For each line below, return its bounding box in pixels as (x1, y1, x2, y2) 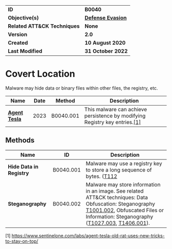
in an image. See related (85, 187, 144, 194)
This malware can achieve (84, 106, 147, 113)
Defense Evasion (84, 14, 127, 21)
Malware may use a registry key (85, 160, 162, 167)
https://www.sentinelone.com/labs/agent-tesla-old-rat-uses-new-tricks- (11, 233, 165, 239)
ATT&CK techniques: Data (85, 194, 148, 201)
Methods (5, 136, 35, 145)
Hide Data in (8, 163, 38, 170)
